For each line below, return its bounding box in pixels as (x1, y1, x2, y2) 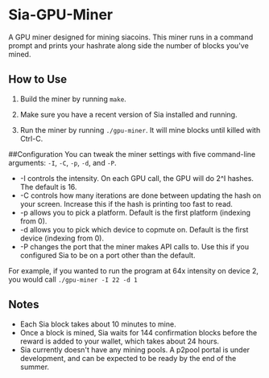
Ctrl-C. (19, 134, 43, 143)
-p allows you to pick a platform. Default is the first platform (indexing (19, 207, 251, 217)
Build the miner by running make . (19, 94, 126, 104)
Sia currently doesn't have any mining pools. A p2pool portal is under (19, 344, 250, 355)
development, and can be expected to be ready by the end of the (19, 353, 237, 363)
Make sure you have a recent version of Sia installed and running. (19, 109, 238, 119)
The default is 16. (19, 182, 77, 191)
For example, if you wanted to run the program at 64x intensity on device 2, (8, 265, 259, 275)
